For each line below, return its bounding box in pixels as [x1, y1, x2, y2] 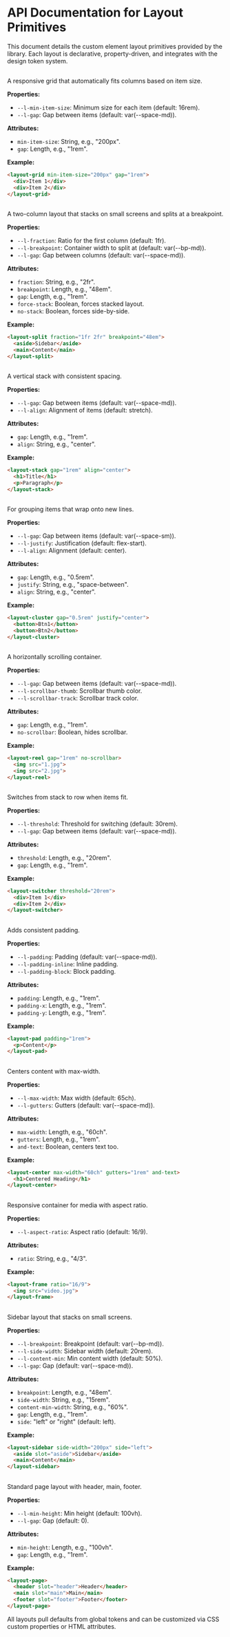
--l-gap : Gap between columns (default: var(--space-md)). [17, 251, 186, 260]
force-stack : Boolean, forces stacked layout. [17, 300, 145, 308]
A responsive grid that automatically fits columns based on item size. [7, 77, 202, 85]
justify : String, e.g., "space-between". [17, 581, 129, 588]
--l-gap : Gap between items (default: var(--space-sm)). [17, 532, 176, 540]
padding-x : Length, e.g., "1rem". [17, 1001, 107, 1010]
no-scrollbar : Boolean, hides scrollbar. [17, 728, 128, 736]
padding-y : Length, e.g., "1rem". [17, 1008, 107, 1016]
